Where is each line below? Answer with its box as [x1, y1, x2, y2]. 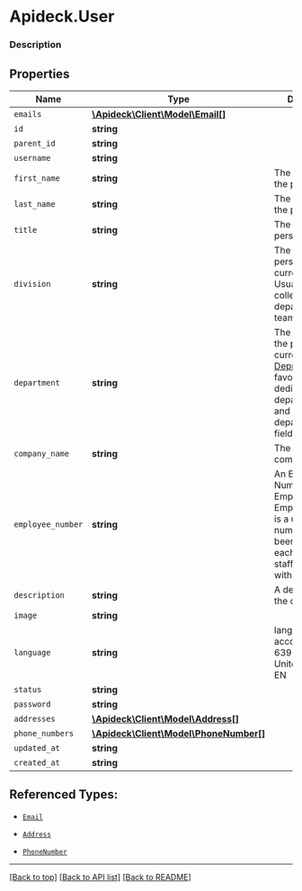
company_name [13, 448, 70, 459]
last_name [13, 199, 56, 209]
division [13, 279, 51, 289]
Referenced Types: [9, 787, 119, 802]
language [13, 647, 51, 657]
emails [13, 109, 42, 119]
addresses [13, 713, 56, 724]
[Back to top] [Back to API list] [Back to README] [9, 871, 191, 882]
